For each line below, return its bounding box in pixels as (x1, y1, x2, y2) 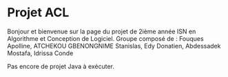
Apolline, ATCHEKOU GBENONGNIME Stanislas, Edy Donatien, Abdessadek (7, 42, 221, 50)
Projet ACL (7, 5, 70, 20)
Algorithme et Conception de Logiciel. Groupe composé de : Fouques (7, 34, 205, 42)
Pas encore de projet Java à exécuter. (7, 62, 115, 70)
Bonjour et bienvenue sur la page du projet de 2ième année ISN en (7, 27, 196, 35)
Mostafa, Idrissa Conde (7, 49, 74, 57)
